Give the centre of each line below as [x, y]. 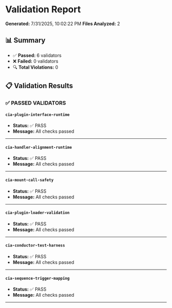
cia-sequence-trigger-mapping [38, 278]
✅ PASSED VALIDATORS [36, 103]
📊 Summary [25, 40]
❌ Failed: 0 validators [36, 61]
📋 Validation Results [39, 86]
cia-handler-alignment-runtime [39, 147]
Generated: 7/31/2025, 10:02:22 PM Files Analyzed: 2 [63, 24]
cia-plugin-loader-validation [38, 213]
